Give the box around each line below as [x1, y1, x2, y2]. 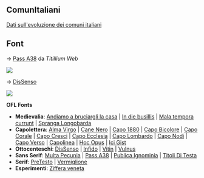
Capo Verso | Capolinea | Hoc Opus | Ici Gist [15, 139, 126, 146]
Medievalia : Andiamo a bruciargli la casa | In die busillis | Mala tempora [15, 112, 194, 120]
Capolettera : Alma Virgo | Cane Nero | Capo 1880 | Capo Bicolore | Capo [15, 126, 198, 133]
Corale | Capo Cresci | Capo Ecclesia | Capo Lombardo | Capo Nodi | [15, 132, 188, 139]
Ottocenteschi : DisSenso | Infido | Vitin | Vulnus [15, 145, 136, 152]
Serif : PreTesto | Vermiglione [15, 158, 87, 165]
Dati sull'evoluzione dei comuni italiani [6, 21, 102, 28]
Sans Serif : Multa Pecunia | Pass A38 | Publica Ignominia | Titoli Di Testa [15, 151, 197, 159]
